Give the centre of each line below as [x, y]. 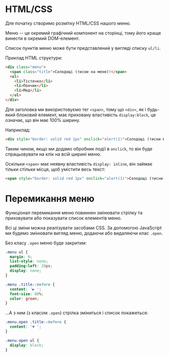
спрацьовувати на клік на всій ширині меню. [53, 154]
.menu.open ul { [22, 340]
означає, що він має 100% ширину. [43, 120]
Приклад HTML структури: [34, 58]
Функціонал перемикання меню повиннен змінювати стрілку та [74, 212]
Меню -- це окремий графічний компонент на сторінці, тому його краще [83, 33]
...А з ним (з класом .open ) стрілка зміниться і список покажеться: [77, 313]
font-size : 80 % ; [27, 294]
